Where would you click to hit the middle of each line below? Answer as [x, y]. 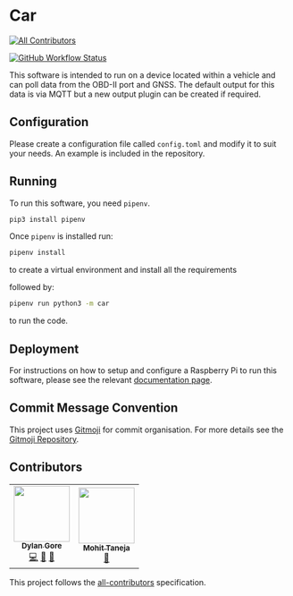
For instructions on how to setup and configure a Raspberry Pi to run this [143, 370]
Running [33, 181]
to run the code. [39, 321]
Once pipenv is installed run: [61, 236]
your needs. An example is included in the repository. [107, 153]
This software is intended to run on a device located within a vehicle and [142, 75]
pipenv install [38, 253]
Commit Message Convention [94, 408]
